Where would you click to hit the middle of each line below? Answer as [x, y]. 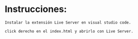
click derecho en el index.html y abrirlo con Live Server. [69, 31]
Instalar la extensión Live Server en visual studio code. [68, 22]
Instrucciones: [36, 9]
